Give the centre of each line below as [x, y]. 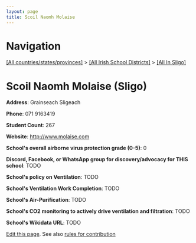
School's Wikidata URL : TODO [44, 223]
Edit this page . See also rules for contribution [61, 234]
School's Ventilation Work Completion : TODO [63, 188]
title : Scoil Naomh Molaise [41, 17]
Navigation [33, 46]
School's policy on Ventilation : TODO [53, 177]
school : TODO [24, 166]
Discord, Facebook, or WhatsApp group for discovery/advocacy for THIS [97, 159]
